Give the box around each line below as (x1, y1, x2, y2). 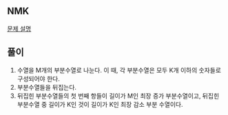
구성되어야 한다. (17, 75, 60, 83)
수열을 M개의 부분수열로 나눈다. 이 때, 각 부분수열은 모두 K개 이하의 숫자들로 (17, 66, 222, 74)
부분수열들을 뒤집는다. (17, 83, 77, 91)
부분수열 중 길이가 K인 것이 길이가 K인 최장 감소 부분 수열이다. (17, 100, 184, 108)
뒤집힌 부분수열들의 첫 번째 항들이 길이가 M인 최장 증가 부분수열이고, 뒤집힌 (17, 92, 220, 100)
